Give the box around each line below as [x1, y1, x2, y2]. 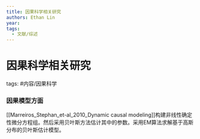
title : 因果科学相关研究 [6, 8, 61, 15]
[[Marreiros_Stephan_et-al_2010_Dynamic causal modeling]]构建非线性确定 [6, 111, 193, 119]
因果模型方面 [6, 96, 44, 105]
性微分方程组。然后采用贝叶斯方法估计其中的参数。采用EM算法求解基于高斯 [6, 119, 194, 126]
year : [6, 20, 20, 26]
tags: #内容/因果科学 [6, 80, 57, 87]
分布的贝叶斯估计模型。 [6, 126, 64, 134]
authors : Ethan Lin [6, 14, 55, 20]
